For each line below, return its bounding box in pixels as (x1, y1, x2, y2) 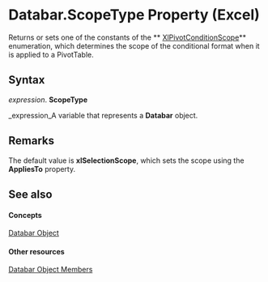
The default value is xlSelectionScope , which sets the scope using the (8, 156, 245, 165)
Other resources (8, 246, 65, 256)
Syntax (8, 73, 45, 87)
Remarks (8, 134, 55, 147)
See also (8, 187, 53, 201)
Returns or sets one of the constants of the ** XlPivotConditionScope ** (8, 32, 247, 42)
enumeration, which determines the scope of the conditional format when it (8, 41, 261, 50)
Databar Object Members (8, 265, 93, 275)
